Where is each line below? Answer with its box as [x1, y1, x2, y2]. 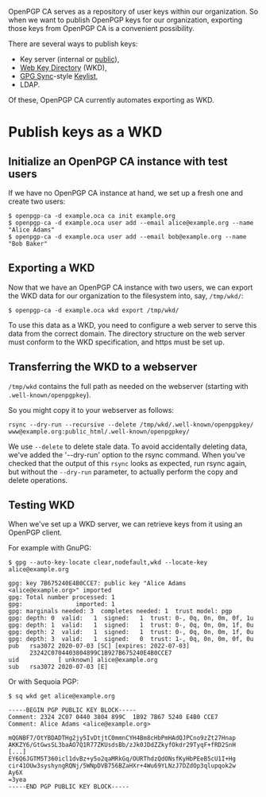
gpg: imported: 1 [8, 601, 115, 608]
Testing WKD [8, 499, 75, 512]
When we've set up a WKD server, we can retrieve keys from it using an [8, 519, 243, 529]
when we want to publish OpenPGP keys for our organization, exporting [8, 15, 243, 25]
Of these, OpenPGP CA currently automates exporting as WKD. [8, 95, 214, 104]
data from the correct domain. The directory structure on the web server [8, 329, 245, 338]
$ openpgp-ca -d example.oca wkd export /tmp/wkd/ [8, 306, 179, 314]
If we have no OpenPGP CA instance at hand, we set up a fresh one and [8, 189, 244, 197]
